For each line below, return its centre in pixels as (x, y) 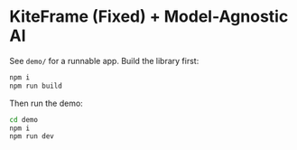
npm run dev (32, 136)
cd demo (24, 119)
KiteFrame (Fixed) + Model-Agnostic (149, 17)
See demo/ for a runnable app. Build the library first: (104, 61)
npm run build (36, 86)
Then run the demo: (46, 103)
